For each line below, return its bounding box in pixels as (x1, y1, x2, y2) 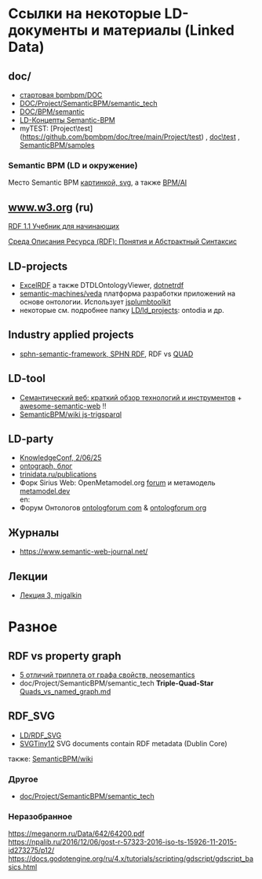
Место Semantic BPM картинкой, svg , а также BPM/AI (8, 178, 187, 187)
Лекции (8, 569, 49, 583)
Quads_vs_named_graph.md (19, 686, 111, 696)
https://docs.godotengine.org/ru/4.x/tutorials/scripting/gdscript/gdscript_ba (8, 854, 253, 863)
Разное (8, 618, 57, 636)
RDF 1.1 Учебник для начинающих (8, 222, 120, 231)
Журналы (8, 526, 60, 539)
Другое (8, 774, 38, 785)
